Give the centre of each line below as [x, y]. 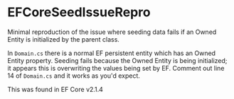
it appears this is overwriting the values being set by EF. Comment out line [116, 68]
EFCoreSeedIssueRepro [79, 12]
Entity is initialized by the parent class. [63, 39]
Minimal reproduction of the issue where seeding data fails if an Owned [112, 32]
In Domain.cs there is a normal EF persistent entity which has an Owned [111, 53]
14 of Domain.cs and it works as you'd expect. [74, 76]
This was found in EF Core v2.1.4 [55, 89]
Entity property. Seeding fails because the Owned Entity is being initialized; [117, 60]
